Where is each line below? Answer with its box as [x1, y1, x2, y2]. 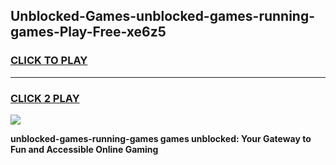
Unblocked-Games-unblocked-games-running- [10, 8, 316, 25]
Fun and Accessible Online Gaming [10, 143, 159, 155]
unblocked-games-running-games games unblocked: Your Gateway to [10, 132, 312, 144]
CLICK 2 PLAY [10, 91, 80, 105]
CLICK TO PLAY [10, 54, 88, 68]
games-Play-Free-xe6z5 [10, 24, 167, 41]
